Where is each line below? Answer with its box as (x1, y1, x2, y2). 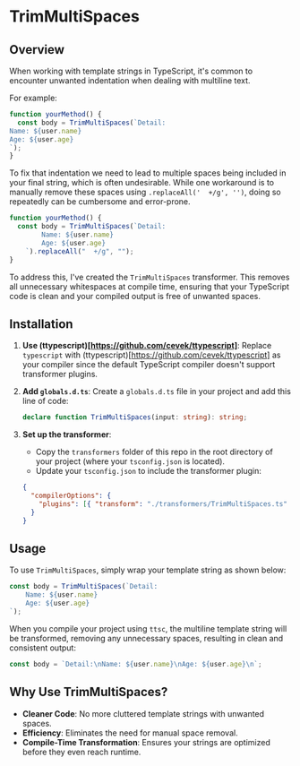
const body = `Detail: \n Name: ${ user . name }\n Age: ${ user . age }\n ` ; (9, 659, 262, 668)
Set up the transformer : (21, 429, 112, 440)
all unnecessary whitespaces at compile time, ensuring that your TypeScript (9, 280, 289, 292)
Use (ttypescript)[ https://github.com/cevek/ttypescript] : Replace (21, 340, 272, 351)
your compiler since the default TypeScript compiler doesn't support (21, 359, 276, 370)
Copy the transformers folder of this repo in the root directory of (35, 446, 273, 458)
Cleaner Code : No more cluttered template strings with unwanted (21, 708, 265, 719)
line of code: (21, 396, 69, 407)
